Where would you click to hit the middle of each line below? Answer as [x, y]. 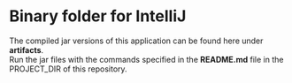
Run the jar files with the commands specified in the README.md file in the [146, 59]
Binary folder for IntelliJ [98, 16]
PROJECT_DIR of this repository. [68, 69]
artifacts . [27, 49]
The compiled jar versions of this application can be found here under [136, 41]
